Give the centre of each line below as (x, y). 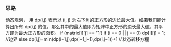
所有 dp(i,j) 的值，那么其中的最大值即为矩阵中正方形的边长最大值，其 (87, 27)
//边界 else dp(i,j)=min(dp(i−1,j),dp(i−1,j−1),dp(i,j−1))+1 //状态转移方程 (77, 39)
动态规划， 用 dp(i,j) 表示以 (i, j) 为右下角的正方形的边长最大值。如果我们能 (83, 20)
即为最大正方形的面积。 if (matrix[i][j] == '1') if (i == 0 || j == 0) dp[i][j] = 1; (87, 33)
